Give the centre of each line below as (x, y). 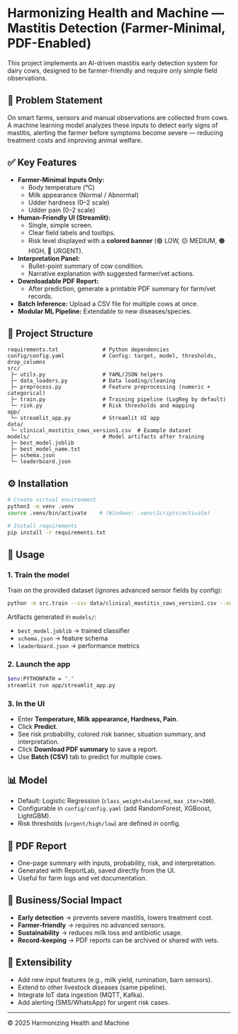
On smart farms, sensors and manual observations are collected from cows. (118, 117)
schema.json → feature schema (63, 638)
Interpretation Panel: (49, 258)
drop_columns (27, 362)
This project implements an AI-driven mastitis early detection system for (113, 63)
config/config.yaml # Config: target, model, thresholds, (112, 356)
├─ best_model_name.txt (45, 449)
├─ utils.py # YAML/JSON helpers (86, 375)
